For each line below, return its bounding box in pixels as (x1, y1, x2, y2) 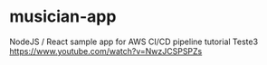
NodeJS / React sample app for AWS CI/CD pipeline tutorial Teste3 (9, 36, 259, 47)
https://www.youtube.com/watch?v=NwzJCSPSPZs (9, 45, 203, 56)
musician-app (9, 6, 117, 27)
